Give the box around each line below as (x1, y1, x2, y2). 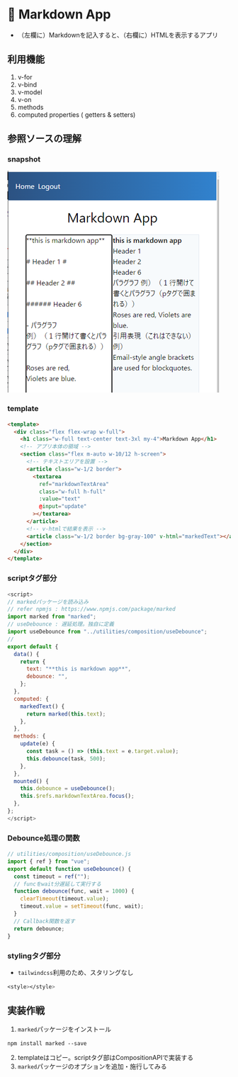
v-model (17, 88, 42, 96)
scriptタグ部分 (7, 573, 57, 583)
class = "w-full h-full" (38, 488, 106, 495)
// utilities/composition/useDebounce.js (7, 850, 132, 858)
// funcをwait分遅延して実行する (13, 880, 101, 888)
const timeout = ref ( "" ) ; (13, 873, 91, 880)
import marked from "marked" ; (7, 613, 97, 621)
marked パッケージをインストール (17, 1025, 112, 1033)
